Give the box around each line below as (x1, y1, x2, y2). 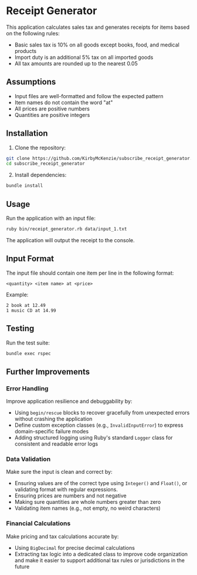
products (14, 47, 37, 54)
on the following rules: (6, 29, 60, 36)
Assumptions (6, 77, 56, 87)
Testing (6, 323, 35, 333)
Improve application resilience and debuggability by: (6, 398, 133, 405)
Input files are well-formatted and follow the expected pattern (14, 92, 164, 99)
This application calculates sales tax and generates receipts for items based (6, 24, 190, 31)
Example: (6, 291, 29, 298)
